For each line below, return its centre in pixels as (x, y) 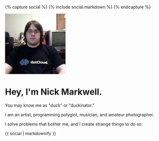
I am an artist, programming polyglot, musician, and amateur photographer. (80, 114)
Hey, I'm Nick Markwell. (54, 92)
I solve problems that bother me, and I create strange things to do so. (74, 124)
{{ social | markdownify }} (31, 133)
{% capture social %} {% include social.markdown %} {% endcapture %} (78, 7)
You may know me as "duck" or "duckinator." (50, 105)
